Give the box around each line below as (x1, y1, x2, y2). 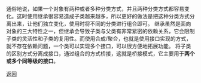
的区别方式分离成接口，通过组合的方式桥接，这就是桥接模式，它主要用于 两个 (6, 50, 195, 57)
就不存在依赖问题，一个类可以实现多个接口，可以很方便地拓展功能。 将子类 (6, 42, 191, 50)
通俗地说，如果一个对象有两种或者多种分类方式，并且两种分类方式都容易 (6, 5, 184, 12)
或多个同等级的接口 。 (6, 57, 59, 64)
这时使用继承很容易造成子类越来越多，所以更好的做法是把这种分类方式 (16, 13, 190, 20)
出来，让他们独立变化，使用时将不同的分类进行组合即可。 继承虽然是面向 (11, 20, 191, 27)
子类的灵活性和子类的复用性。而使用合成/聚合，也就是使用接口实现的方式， (6, 35, 192, 42)
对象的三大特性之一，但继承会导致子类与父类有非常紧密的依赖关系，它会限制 (6, 27, 195, 35)
